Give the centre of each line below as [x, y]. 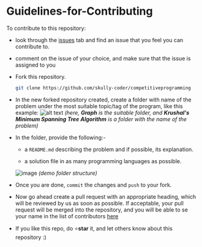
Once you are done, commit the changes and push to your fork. [93, 185]
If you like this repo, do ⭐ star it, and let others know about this [94, 228]
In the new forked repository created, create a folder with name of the [103, 100]
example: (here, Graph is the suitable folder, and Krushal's [102, 112]
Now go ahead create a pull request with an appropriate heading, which [106, 196]
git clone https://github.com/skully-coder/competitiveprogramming [103, 88]
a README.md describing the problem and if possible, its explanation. [109, 149]
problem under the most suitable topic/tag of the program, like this [99, 106]
